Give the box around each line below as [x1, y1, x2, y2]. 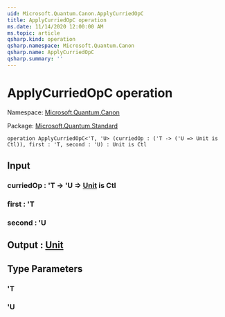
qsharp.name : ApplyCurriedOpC [7, 49, 95, 56]
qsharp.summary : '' [7, 55, 64, 62]
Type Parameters [7, 263, 83, 275]
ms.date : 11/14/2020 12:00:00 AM [7, 23, 104, 30]
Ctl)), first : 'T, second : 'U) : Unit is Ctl [7, 141, 147, 148]
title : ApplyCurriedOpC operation [7, 17, 107, 24]
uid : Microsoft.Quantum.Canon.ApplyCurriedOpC [7, 10, 144, 17]
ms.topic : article [7, 29, 60, 37]
